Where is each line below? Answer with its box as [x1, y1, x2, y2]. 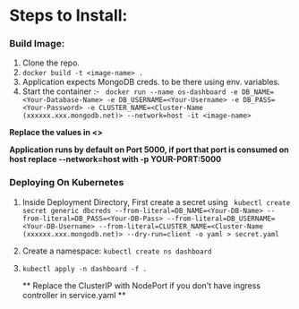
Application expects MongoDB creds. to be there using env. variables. [21, 77, 280, 88]
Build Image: [9, 38, 65, 50]
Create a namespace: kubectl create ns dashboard [21, 245, 212, 256]
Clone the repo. [21, 57, 81, 68]
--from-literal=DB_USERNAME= [167, 214, 276, 223]
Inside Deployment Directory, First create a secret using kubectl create [21, 196, 291, 207]
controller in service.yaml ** [21, 289, 126, 300]
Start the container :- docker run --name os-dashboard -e [21, 86, 239, 97]
